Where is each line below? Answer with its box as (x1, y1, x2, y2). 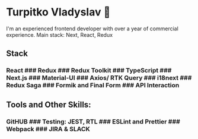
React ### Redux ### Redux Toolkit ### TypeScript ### (6, 67, 172, 75)
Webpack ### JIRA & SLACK (6, 125, 91, 133)
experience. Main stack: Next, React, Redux (6, 31, 113, 38)
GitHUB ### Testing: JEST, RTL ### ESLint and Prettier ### (6, 117, 181, 125)
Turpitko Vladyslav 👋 (6, 5, 111, 19)
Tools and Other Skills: (6, 99, 91, 109)
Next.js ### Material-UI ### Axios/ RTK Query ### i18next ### (6, 74, 192, 82)
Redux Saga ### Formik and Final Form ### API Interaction (6, 81, 180, 90)
